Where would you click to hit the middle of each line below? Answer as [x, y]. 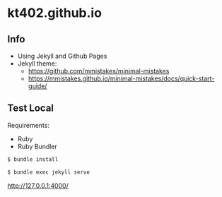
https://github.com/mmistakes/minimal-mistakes [99, 71]
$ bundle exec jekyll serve [49, 172]
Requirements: [28, 125]
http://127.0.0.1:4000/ [38, 186]
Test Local [31, 108]
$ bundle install [33, 159]
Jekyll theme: [37, 64]
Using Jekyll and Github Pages [62, 56]
